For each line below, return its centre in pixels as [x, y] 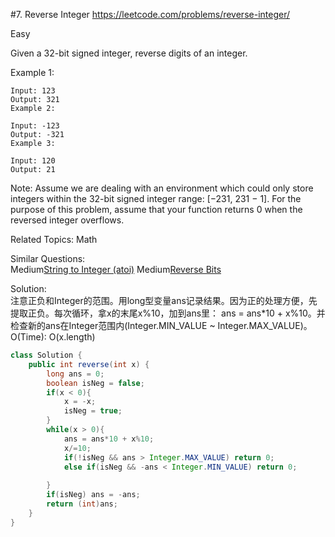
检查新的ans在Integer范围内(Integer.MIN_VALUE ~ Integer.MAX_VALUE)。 [161, 325]
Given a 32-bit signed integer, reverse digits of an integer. [129, 53]
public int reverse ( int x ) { [89, 364]
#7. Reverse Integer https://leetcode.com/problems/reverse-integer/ [150, 14]
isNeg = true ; [93, 411]
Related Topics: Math [54, 239]
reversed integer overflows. [67, 220]
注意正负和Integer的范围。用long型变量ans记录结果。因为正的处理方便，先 [164, 300]
